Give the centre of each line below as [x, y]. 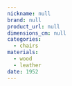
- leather [27, 65]
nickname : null [29, 14]
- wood [23, 59]
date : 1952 [23, 71]
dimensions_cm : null [37, 33]
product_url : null [34, 26]
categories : [24, 40]
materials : [23, 53]
